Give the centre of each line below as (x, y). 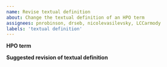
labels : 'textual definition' (44, 29)
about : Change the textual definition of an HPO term (76, 18)
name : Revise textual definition (48, 12)
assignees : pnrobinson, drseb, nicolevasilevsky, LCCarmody (84, 23)
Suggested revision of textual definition (57, 57)
